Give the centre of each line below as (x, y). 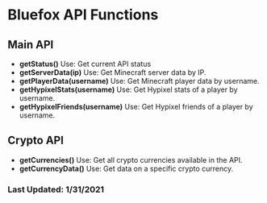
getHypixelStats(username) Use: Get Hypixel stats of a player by (129, 89)
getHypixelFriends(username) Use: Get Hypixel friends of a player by (136, 107)
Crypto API (35, 141)
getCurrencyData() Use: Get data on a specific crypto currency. (126, 168)
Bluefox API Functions (83, 15)
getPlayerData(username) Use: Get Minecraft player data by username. (139, 81)
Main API (31, 45)
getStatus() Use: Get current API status (85, 64)
